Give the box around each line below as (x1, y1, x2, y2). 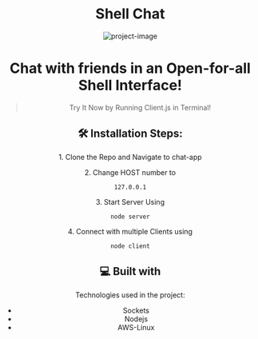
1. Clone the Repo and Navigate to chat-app (58, 152, 202, 162)
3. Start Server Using (95, 197, 165, 206)
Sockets (122, 305, 150, 315)
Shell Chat (95, 5, 165, 23)
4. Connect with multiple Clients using (67, 226, 193, 236)
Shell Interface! (78, 77, 182, 94)
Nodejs (124, 313, 149, 324)
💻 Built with (99, 265, 161, 278)
